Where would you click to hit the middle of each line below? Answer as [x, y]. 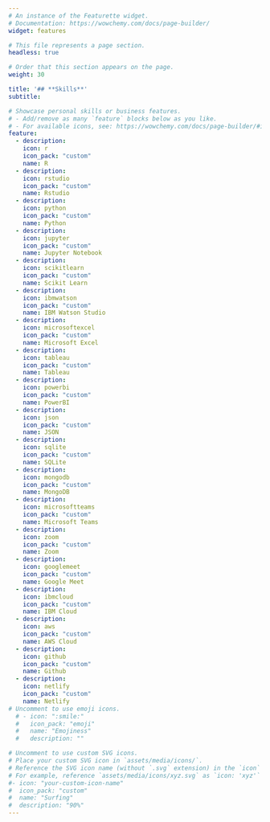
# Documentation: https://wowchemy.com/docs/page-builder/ [109, 23]
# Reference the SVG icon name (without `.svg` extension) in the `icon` [135, 768]
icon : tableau [46, 358]
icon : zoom [41, 537]
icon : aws [39, 627]
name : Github [45, 672]
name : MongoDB [46, 492]
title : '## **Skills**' [48, 89]
